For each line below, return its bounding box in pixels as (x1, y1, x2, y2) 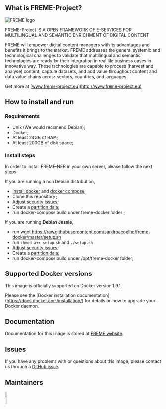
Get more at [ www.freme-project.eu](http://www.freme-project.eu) (5, 83, 142, 89)
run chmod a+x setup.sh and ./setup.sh (12, 239, 93, 245)
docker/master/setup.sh (12, 234, 61, 240)
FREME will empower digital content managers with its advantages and (5, 42, 150, 48)
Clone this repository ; (12, 193, 58, 199)
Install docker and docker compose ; (12, 188, 86, 194)
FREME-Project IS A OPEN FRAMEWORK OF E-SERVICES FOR (5, 27, 132, 33)
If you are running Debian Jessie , (5, 219, 73, 225)
